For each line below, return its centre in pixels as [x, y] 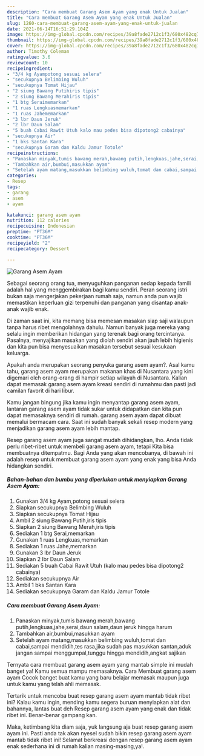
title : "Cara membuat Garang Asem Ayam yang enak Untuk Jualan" [90, 18]
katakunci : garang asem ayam [44, 215]
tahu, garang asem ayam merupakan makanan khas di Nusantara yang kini [100, 371]
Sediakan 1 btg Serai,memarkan [55, 533]
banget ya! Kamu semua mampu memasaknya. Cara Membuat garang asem [101, 671]
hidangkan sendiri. [30, 466]
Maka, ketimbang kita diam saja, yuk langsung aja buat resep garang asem [100, 727]
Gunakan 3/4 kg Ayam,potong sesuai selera [70, 501]
